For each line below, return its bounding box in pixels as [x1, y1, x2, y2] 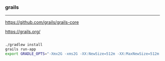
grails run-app [5, 47, 36, 52]
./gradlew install [5, 43, 43, 47]
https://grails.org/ [5, 29, 41, 35]
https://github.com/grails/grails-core [5, 19, 79, 25]
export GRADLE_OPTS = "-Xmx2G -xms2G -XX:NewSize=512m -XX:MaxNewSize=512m [5, 51, 160, 57]
